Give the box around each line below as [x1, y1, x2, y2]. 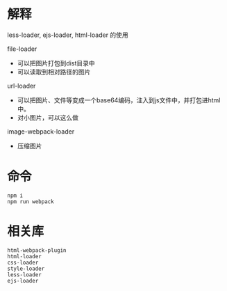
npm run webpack [7, 198, 54, 205]
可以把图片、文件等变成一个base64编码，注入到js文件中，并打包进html [17, 95, 221, 104]
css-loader [7, 259, 39, 266]
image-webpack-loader [7, 127, 75, 136]
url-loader [7, 81, 36, 90]
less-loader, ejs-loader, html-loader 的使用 [7, 31, 128, 39]
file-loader [7, 45, 37, 53]
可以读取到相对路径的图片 [17, 68, 91, 76]
